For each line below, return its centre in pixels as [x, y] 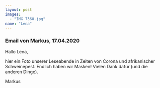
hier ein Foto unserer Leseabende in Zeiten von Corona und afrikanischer [80, 61]
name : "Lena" [19, 23]
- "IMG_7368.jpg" [28, 19]
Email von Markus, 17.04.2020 [42, 41]
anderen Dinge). [22, 72]
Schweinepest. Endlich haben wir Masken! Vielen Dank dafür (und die [77, 66]
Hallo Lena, [17, 51]
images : [13, 14]
